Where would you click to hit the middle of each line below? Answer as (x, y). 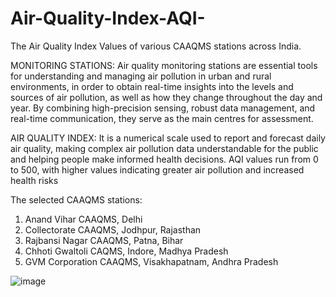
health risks (34, 180)
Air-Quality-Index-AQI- (108, 18)
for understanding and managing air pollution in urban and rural (141, 76)
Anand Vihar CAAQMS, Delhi (83, 219)
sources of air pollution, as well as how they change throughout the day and (166, 97)
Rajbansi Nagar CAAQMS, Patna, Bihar (104, 240)
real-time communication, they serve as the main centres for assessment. (162, 118)
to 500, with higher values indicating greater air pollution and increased (157, 169)
